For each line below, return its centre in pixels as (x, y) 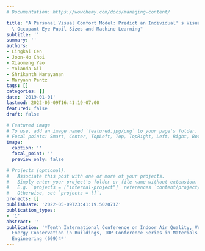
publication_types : (31, 210)
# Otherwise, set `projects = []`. (54, 193)
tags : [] (17, 86)
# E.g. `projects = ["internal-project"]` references (79, 187)
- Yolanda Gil (24, 69)
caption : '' (27, 148)
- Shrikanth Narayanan (35, 74)
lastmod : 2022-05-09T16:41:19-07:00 (53, 103)
